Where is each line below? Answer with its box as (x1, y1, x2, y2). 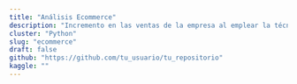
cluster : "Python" (9, 29, 77, 38)
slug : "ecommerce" (9, 37, 77, 46)
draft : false (9, 45, 57, 54)
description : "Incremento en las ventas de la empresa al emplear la (9, 21, 271, 30)
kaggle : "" (9, 62, 49, 71)
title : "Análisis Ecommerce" (9, 12, 117, 22)
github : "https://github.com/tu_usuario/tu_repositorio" (9, 53, 224, 62)
